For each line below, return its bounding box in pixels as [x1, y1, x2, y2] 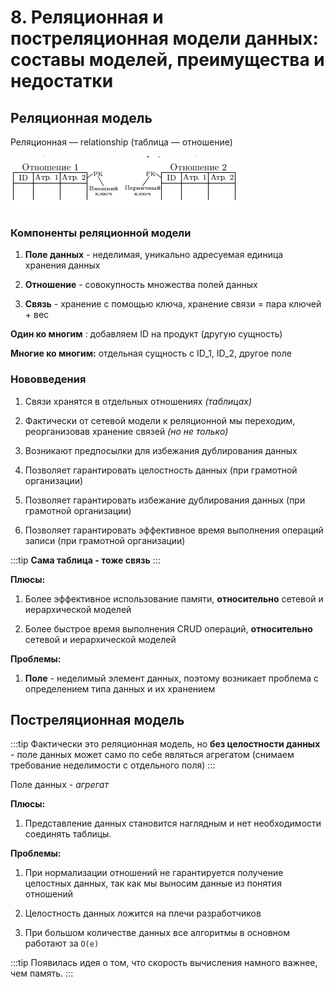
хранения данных [24, 259, 101, 271]
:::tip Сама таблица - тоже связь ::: [10, 554, 161, 566]
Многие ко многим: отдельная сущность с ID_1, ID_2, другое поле [10, 347, 292, 360]
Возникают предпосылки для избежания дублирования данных [24, 444, 298, 456]
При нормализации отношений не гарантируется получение [24, 867, 284, 879]
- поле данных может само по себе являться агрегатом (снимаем [10, 749, 295, 761]
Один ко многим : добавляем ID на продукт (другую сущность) [10, 328, 283, 340]
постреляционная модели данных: [10, 27, 319, 50]
